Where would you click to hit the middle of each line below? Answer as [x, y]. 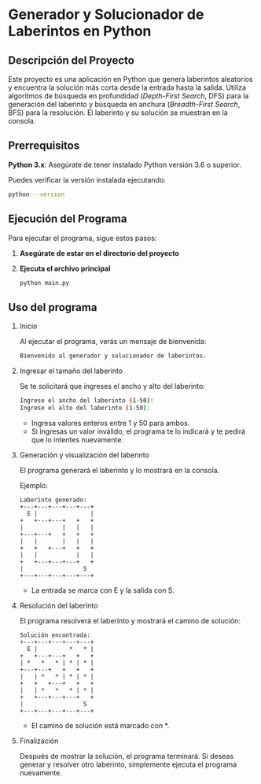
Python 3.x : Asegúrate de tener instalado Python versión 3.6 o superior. [125, 165]
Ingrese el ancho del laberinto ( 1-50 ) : [86, 401]
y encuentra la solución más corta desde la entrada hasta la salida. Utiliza [127, 87]
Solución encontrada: [55, 635]
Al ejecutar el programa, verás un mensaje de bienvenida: [113, 342]
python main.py [44, 283]
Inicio [28, 326]
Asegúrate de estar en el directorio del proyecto [99, 253]
